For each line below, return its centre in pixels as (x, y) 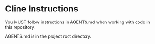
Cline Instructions (42, 9)
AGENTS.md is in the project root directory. (48, 36)
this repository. (20, 27)
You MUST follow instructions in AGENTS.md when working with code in (78, 22)
